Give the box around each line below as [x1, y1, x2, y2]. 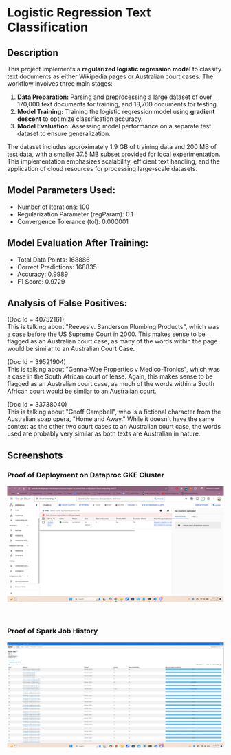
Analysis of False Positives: [7, 297, 128, 309]
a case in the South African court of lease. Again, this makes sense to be [7, 372, 213, 381]
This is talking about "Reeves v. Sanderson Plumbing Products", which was [7, 323, 220, 331]
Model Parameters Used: [7, 184, 115, 196]
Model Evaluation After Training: [7, 237, 149, 249]
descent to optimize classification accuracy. [16, 115, 143, 123]
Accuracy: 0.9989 [16, 270, 69, 278]
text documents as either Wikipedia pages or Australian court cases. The [7, 72, 214, 80]
